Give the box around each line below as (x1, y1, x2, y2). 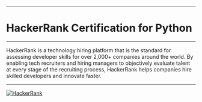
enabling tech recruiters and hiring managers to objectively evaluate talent (6, 59, 191, 67)
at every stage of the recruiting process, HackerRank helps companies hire (6, 65, 192, 73)
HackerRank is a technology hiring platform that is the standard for (6, 46, 171, 54)
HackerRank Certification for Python (6, 22, 192, 35)
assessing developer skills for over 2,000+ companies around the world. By (6, 53, 194, 60)
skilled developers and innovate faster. (6, 72, 102, 79)
